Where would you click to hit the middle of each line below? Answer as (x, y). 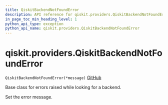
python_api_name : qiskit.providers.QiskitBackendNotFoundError (72, 28)
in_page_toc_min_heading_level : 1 (41, 19)
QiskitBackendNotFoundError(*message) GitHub (53, 77)
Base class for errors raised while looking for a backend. (63, 87)
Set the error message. (29, 97)
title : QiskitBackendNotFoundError (42, 10)
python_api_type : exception (34, 24)
